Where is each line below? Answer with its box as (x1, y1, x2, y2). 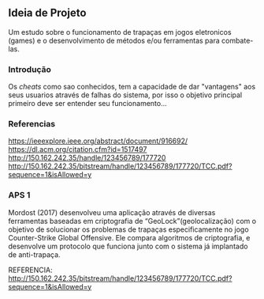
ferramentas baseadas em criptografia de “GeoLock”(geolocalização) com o (8, 216, 257, 225)
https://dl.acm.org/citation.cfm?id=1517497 (8, 145, 147, 154)
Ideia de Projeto (8, 6, 87, 20)
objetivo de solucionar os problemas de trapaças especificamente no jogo (8, 225, 250, 234)
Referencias (8, 119, 56, 130)
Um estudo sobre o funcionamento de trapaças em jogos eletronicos (8, 27, 232, 36)
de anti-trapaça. (8, 249, 61, 259)
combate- (221, 36, 254, 45)
